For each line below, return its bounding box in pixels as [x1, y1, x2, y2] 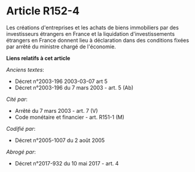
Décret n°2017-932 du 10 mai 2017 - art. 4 [14, 159, 119, 167]
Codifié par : [6, 125, 36, 132]
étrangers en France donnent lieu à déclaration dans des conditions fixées [6, 36, 190, 44]
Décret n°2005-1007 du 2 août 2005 [14, 136, 105, 144]
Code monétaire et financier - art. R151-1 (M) [14, 113, 124, 121]
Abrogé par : [6, 148, 36, 155]
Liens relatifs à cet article [6, 54, 71, 62]
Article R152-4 [6, 4, 80, 18]
